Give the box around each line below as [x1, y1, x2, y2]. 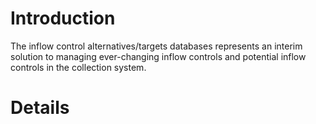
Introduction [10, 7, 116, 30]
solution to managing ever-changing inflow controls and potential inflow [10, 50, 307, 62]
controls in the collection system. [10, 61, 147, 73]
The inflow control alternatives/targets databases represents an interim [10, 40, 303, 52]
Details [10, 97, 70, 119]
